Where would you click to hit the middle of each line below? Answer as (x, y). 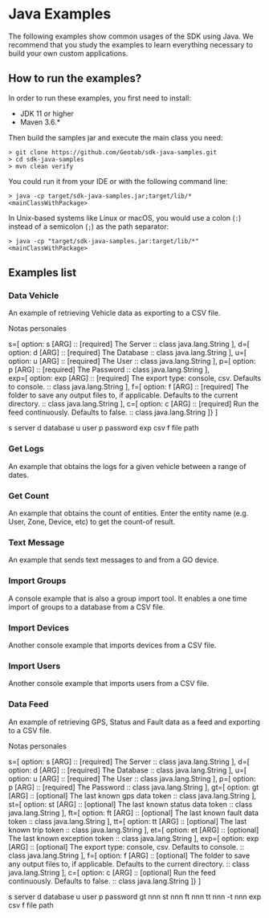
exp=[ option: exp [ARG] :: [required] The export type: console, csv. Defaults (135, 378)
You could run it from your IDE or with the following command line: (118, 181)
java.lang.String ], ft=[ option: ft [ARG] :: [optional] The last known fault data (134, 813)
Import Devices (39, 627)
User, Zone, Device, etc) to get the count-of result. (92, 522)
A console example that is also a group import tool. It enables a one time (128, 598)
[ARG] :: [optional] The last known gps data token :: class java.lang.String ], (132, 795)
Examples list (43, 273)
